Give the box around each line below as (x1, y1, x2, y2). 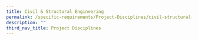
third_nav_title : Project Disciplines (6, 25, 101, 31)
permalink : (6, 14, 33, 20)
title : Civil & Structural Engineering (6, 8, 104, 15)
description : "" (6, 19, 46, 25)
